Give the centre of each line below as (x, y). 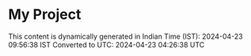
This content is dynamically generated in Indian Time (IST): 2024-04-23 (125, 36)
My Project (45, 15)
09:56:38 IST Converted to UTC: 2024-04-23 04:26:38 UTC (106, 44)
